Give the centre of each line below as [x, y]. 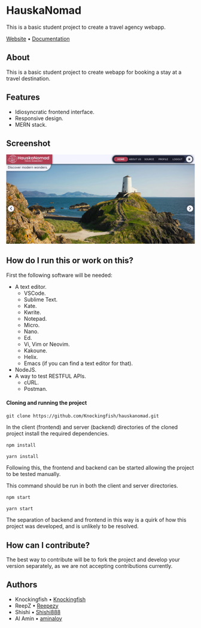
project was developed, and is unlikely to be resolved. [72, 527]
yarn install [22, 457]
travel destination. [28, 78]
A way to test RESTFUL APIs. [51, 376]
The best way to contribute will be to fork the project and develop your [93, 560]
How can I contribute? [48, 545]
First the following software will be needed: [59, 275]
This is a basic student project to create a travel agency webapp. [86, 27]
